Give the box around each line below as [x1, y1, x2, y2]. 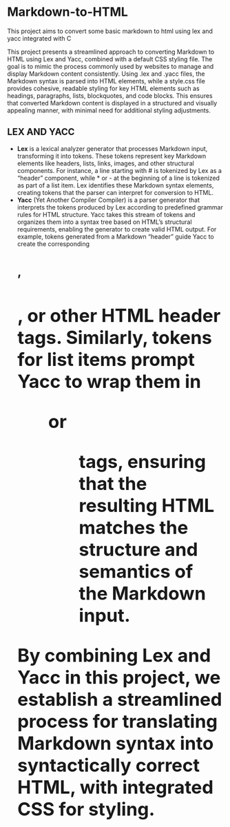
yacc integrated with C [7, 34, 72, 42]
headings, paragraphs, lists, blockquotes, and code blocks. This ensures [7, 91, 213, 100]
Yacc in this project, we [17, 666, 221, 688]
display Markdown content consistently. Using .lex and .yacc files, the [7, 70, 205, 78]
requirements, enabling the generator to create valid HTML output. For [17, 225, 217, 233]
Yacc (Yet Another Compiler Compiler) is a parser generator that [17, 196, 200, 204]
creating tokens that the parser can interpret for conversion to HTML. [17, 188, 213, 196]
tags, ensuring [79, 449, 207, 473]
